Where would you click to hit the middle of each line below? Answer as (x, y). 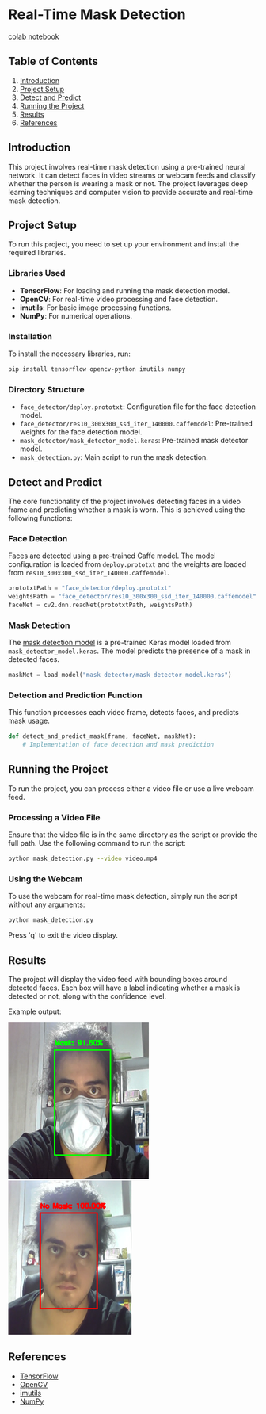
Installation (30, 336)
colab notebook (34, 36)
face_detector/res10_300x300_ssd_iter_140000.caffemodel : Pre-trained (136, 424)
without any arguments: (47, 904)
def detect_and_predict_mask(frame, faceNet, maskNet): (102, 736)
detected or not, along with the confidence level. (87, 996)
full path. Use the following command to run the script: (97, 843)
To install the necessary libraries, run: (69, 353)
